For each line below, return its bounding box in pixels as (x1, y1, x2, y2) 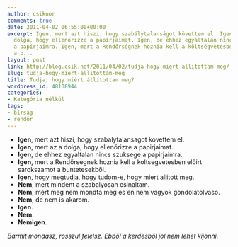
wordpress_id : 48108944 (7, 83, 78, 90)
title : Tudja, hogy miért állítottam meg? (7, 76, 135, 84)
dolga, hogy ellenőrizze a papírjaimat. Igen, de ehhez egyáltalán (13, 37, 217, 44)
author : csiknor (7, 10, 55, 18)
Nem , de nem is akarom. (17, 195, 90, 204)
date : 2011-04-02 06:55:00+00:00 (7, 23, 106, 30)
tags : (7, 103, 23, 110)
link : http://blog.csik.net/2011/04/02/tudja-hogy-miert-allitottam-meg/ (7, 63, 230, 70)
